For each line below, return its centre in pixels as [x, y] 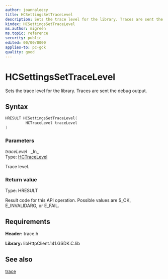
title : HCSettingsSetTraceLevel [39, 15]
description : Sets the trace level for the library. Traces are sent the [84, 19]
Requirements [28, 221]
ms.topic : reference [27, 33]
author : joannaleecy [27, 10]
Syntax [17, 107]
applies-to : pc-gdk [26, 47]
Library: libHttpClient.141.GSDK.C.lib [43, 243]
